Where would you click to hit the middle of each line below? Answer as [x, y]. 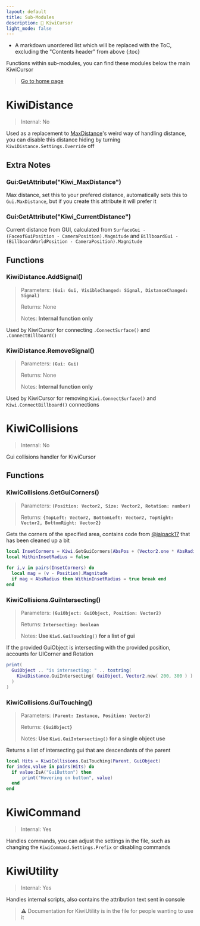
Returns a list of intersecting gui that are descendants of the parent [88, 750]
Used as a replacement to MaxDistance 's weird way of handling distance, [96, 133]
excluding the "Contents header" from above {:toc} [77, 52]
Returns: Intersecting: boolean [60, 624]
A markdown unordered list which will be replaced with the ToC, [93, 45]
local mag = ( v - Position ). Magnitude [60, 574]
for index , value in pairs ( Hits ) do [50, 767]
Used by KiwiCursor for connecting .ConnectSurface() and [78, 330]
